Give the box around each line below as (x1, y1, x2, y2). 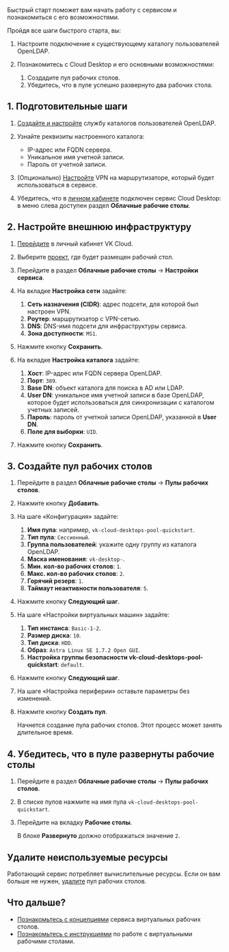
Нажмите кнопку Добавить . (16, 499, 100, 507)
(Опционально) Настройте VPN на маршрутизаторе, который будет (16, 173, 215, 181)
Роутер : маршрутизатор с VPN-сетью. (27, 314, 141, 323)
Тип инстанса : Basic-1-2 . (27, 624, 101, 632)
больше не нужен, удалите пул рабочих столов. (7, 877, 147, 885)
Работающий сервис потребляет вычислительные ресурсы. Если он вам (7, 870, 221, 878)
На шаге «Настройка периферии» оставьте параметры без (16, 687, 190, 695)
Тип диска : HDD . (27, 638, 73, 647)
